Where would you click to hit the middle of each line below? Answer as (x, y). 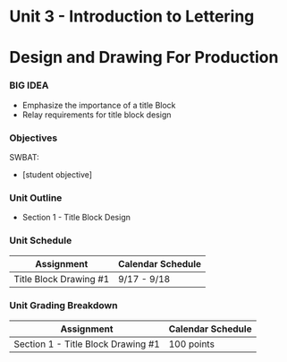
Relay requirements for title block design (97, 115)
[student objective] (57, 174)
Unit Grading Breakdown (63, 306)
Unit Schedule (41, 241)
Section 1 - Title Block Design (76, 218)
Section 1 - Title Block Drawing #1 (87, 344)
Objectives (34, 138)
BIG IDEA (29, 85)
